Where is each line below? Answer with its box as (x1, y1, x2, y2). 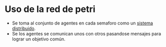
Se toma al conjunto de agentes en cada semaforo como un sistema (12, 20, 153, 26)
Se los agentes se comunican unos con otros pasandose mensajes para (12, 30, 161, 36)
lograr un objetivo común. (12, 36, 66, 42)
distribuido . (12, 25, 36, 31)
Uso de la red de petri (5, 3, 96, 15)
